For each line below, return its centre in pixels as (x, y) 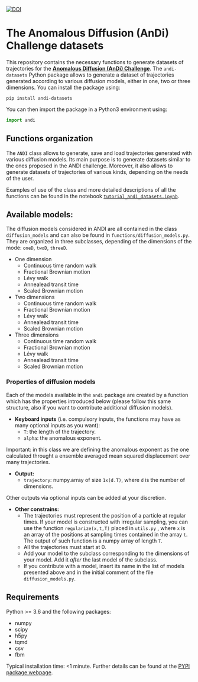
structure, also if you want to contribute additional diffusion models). (90, 407)
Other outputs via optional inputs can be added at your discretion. (86, 497)
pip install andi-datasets (39, 98)
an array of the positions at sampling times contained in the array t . (106, 534)
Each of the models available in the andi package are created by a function (97, 395)
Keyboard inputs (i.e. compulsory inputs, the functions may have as (98, 419)
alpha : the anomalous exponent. (63, 438)
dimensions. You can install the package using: (63, 87)
